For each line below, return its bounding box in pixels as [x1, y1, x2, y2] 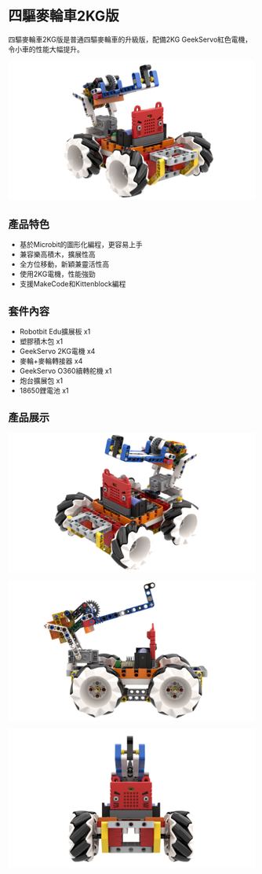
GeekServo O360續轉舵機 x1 [19, 367, 112, 376]
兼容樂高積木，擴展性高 [19, 249, 96, 260]
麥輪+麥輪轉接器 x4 [19, 356, 83, 366]
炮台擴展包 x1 [19, 376, 64, 385]
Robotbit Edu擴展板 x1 [19, 327, 91, 337]
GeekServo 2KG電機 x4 [19, 347, 96, 356]
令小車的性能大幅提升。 [8, 44, 84, 53]
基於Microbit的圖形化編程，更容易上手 [19, 240, 143, 249]
